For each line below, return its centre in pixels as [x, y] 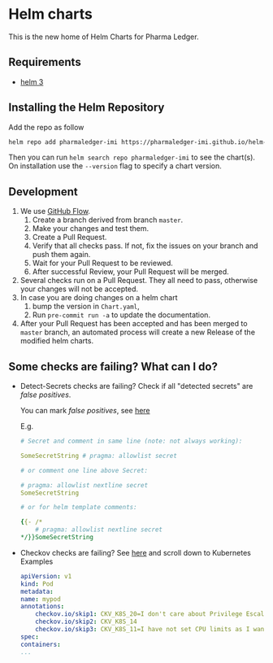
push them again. [61, 255]
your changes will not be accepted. [79, 289]
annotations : [42, 607]
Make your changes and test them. [91, 229]
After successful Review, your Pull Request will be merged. [130, 272]
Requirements [45, 62]
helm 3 [32, 81]
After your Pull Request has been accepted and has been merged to [134, 324]
